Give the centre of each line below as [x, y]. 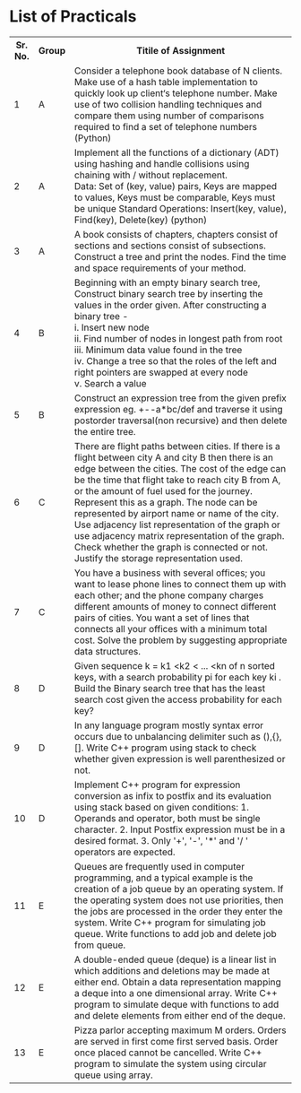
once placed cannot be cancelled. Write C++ [168, 1053]
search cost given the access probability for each [178, 699]
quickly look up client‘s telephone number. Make [176, 93]
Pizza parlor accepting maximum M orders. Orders [181, 1030]
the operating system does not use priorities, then [179, 900]
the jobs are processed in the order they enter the [179, 911]
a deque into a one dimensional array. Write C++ [176, 993]
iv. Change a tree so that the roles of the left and [176, 360]
